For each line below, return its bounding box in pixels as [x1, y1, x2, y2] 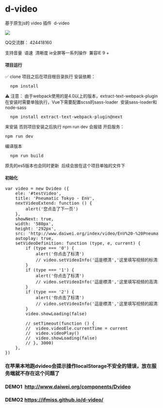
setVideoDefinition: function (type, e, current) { [15, 241, 141, 246]
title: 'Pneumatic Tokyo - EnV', [15, 195, 95, 201]
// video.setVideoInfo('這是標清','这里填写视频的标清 [35, 257, 158, 263]
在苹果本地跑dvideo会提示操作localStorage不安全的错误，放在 [5, 363, 152, 370]
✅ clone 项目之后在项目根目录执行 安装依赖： [5, 74, 96, 80]
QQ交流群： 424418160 [5, 39, 52, 45]
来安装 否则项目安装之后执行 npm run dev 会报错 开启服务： [5, 124, 125, 130]
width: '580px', [15, 221, 54, 227]
